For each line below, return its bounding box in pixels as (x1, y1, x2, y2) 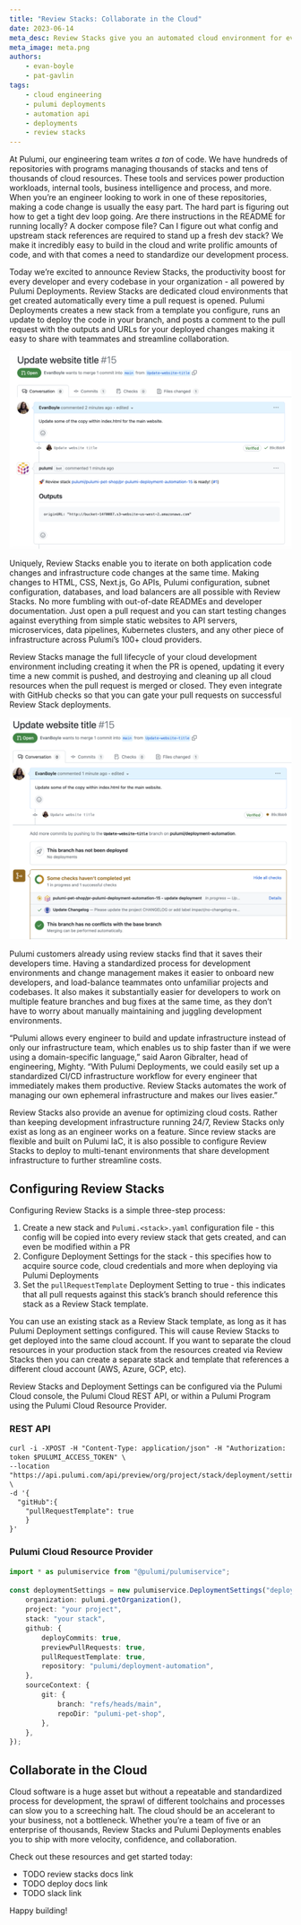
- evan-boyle (25, 62, 74, 71)
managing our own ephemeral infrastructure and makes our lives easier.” (9, 1090, 278, 1101)
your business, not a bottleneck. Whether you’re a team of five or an (9, 1815, 262, 1826)
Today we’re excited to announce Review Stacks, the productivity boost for (9, 267, 286, 277)
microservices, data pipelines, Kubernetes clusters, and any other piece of (9, 625, 284, 636)
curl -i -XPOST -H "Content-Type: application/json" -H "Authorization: (9, 1444, 287, 1454)
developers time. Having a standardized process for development (9, 958, 251, 969)
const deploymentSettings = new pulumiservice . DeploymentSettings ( (9, 1586, 267, 1595)
